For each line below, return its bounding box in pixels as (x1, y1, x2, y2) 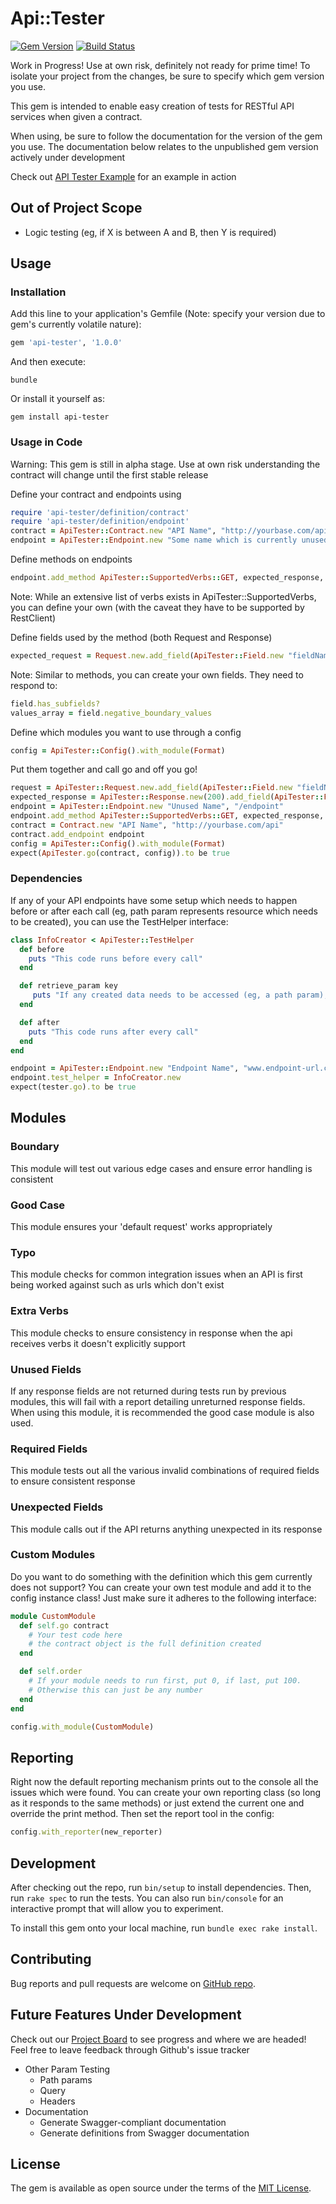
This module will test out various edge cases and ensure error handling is (10, 1162, 313, 1174)
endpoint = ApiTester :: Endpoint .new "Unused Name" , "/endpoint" (10, 802, 284, 812)
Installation (10, 285, 67, 299)
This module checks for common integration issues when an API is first (10, 1268, 303, 1281)
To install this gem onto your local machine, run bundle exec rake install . (10, 1922, 318, 1934)
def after (19, 1017, 60, 1027)
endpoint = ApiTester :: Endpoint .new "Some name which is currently (10, 535, 298, 546)
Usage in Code (10, 435, 83, 449)
